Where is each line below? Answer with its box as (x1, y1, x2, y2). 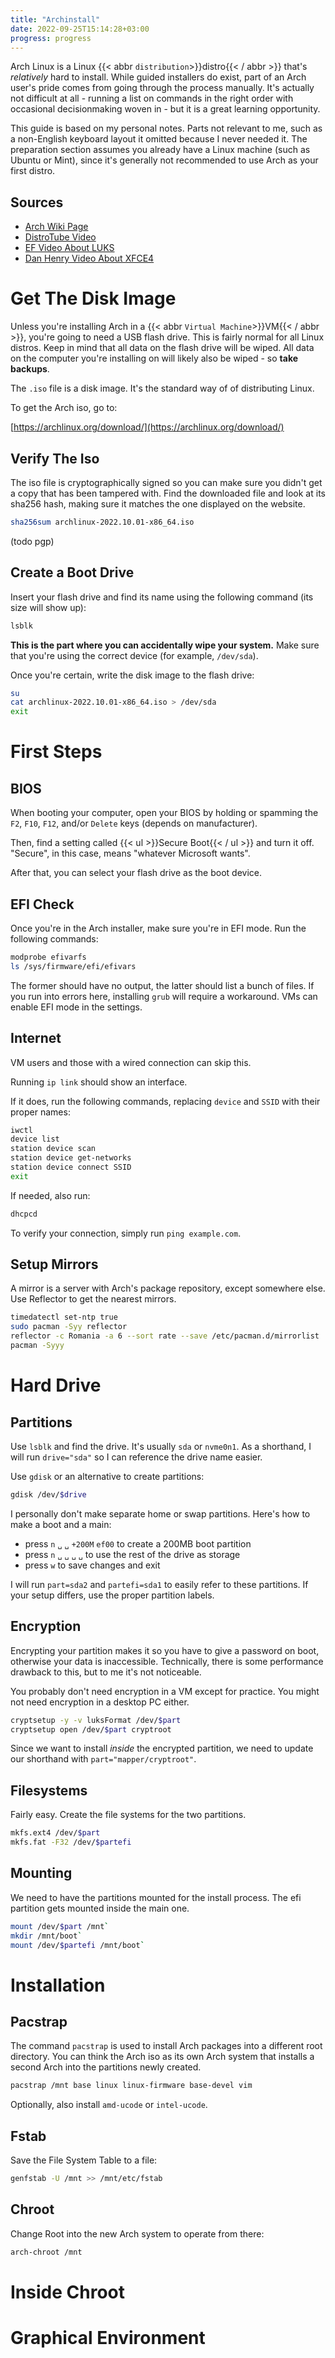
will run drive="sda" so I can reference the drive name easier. (10, 1451, 263, 1463)
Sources (10, 194, 64, 211)
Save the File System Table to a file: (10, 2154, 158, 2166)
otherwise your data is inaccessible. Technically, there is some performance (10, 1655, 324, 1667)
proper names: (10, 1106, 71, 1118)
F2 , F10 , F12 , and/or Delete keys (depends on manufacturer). (10, 817, 258, 830)
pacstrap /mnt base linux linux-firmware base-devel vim (10, 2081, 253, 2091)
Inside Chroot (10, 2281, 125, 2303)
